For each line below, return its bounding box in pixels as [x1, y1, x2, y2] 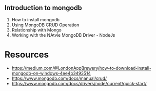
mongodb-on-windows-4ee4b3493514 [11, 70, 91, 76]
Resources [4, 49, 49, 60]
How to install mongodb [11, 16, 59, 22]
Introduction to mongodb [4, 4, 82, 12]
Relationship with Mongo [11, 27, 62, 33]
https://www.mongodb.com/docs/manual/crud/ [11, 75, 107, 81]
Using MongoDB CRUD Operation [11, 22, 79, 28]
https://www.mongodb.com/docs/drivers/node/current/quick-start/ [11, 80, 147, 86]
